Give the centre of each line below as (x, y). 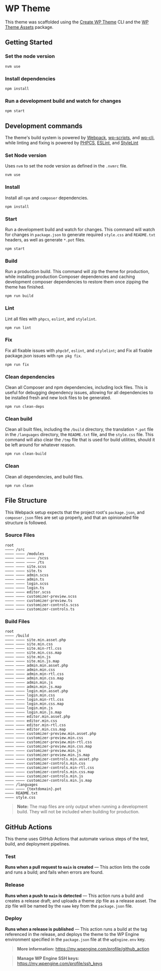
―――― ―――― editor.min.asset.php (38, 717)
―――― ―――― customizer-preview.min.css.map (48, 747)
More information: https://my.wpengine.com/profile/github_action (83, 949)
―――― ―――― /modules (25, 554)
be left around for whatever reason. (40, 445)
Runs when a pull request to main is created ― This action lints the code (78, 867)
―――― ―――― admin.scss (27, 575)
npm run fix (17, 365)
